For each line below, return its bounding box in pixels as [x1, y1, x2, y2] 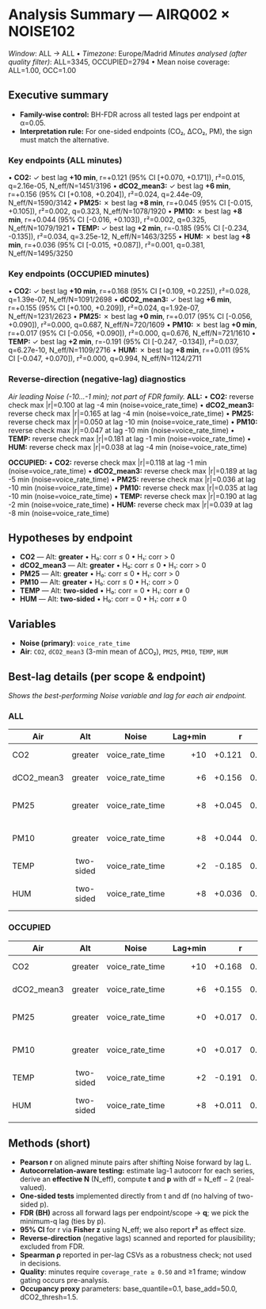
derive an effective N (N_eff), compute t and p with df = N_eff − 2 [19, 1174, 235, 1184]
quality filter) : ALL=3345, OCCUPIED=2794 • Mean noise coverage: [8, 57, 230, 67]
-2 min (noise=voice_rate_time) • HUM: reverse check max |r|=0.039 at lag [8, 500, 253, 509]
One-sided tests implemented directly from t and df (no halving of [19, 1192, 237, 1201]
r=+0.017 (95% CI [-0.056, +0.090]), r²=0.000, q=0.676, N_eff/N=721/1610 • [8, 328, 256, 338]
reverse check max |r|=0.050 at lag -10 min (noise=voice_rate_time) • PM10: [8, 416, 258, 426]
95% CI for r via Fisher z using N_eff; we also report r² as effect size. [19, 1225, 246, 1234]
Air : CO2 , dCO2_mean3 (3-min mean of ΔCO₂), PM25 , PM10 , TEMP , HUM [19, 647, 228, 656]
